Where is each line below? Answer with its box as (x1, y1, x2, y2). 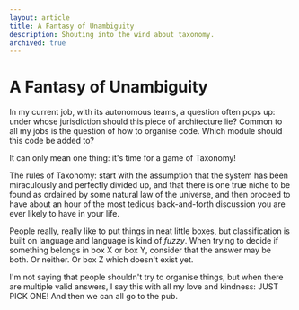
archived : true (9, 38, 66, 48)
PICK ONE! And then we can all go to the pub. (9, 291, 178, 302)
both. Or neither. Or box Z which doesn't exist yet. (9, 254, 194, 265)
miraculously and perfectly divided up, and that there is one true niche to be (9, 180, 291, 190)
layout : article (9, 13, 70, 22)
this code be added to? (9, 136, 94, 146)
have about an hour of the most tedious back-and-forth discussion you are (9, 199, 286, 209)
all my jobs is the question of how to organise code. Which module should (9, 126, 283, 137)
